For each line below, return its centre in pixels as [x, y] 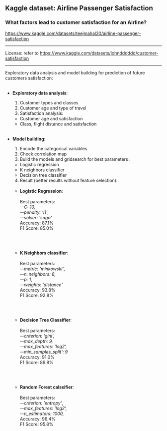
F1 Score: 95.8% [37, 424]
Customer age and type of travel [53, 108]
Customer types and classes [49, 102]
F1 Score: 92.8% [37, 295]
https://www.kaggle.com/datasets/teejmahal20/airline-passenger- [73, 33]
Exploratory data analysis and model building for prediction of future [75, 72]
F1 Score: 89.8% [37, 362]
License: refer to [22, 53]
